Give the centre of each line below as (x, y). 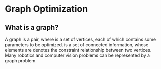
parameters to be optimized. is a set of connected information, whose (77, 45)
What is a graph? (32, 28)
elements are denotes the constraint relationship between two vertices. (78, 50)
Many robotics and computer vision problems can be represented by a (78, 55)
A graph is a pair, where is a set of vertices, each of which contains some (81, 39)
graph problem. (21, 61)
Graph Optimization (47, 9)
